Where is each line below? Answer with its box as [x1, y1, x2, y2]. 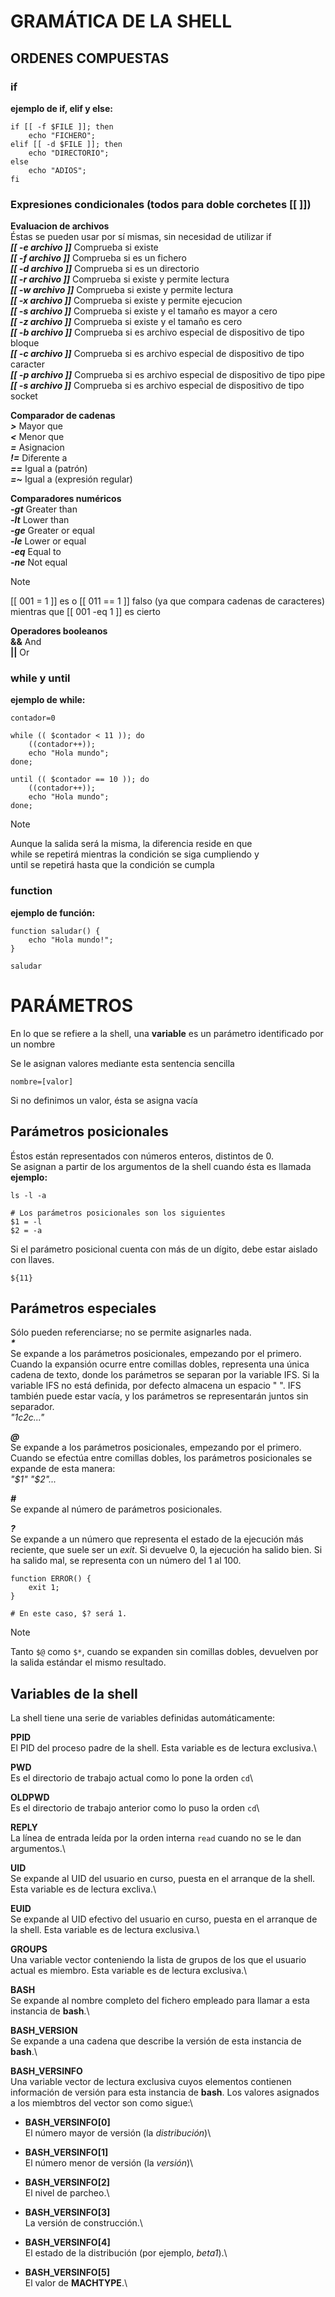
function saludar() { [10, 926, 101, 936]
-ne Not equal [10, 556, 68, 569]
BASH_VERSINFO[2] [24, 2176, 111, 2189]
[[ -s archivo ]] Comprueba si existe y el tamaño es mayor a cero [10, 305, 278, 317]
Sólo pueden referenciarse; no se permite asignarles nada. [10, 1326, 252, 1339]
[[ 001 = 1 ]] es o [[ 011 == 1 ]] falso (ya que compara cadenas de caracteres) [10, 595, 325, 607]
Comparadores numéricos [10, 493, 122, 505]
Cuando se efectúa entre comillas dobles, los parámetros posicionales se [10, 1452, 313, 1464]
